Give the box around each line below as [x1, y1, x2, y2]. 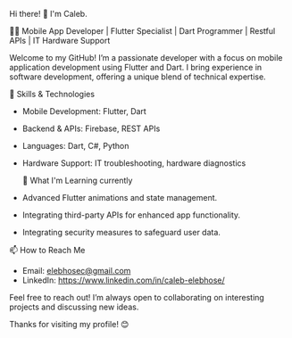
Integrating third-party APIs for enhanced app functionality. [21, 210, 241, 220]
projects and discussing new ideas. [9, 301, 139, 312]
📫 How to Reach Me [9, 245, 86, 255]
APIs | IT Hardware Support [9, 36, 111, 45]
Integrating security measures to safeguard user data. [21, 227, 221, 237]
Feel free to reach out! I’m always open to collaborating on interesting [9, 293, 265, 302]
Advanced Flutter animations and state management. [21, 193, 218, 202]
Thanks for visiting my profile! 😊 [9, 319, 129, 329]
